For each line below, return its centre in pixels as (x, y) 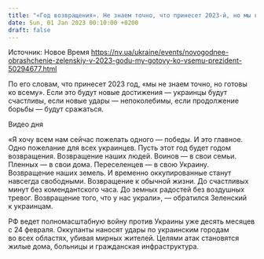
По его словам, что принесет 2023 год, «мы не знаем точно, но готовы (128, 84)
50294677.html (33, 69)
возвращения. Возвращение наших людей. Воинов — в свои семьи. (123, 156)
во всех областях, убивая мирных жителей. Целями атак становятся (124, 238)
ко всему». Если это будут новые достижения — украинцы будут (118, 93)
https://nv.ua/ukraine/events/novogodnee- (160, 53)
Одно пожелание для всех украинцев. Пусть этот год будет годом (120, 148)
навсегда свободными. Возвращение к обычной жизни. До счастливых (128, 181)
